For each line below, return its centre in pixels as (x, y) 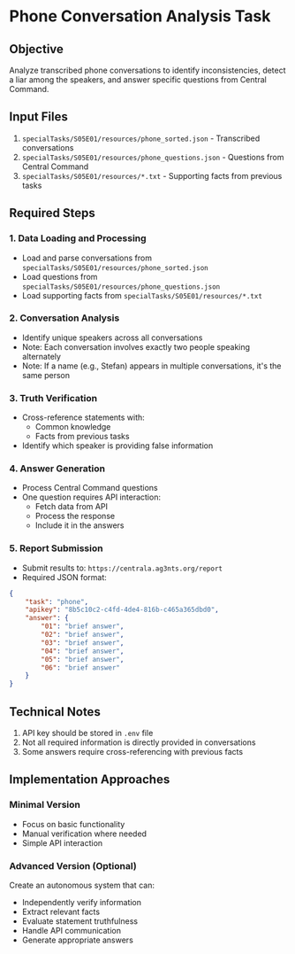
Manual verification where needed (84, 834)
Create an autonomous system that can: (82, 885)
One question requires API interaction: (91, 497)
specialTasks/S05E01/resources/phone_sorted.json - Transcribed (141, 138)
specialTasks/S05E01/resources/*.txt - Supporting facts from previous (152, 175)
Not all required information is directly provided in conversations (139, 742)
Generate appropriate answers (78, 940)
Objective (37, 49)
